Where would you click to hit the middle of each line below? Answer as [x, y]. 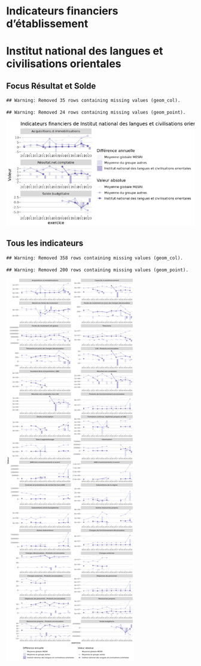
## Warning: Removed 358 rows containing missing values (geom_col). [95, 258]
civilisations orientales [64, 64]
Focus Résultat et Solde [51, 86]
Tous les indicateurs [45, 243]
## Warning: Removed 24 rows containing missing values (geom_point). [96, 113]
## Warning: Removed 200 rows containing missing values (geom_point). [97, 270]
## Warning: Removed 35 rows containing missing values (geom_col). [93, 101]
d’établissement [47, 24]
